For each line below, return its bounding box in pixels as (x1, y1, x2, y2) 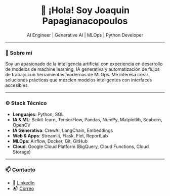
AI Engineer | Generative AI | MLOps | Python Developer (27, 32, 143, 38)
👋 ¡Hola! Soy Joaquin (40, 5, 130, 16)
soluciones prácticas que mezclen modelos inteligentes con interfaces (5, 77, 152, 83)
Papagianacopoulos (42, 15, 128, 27)
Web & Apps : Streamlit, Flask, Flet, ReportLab (12, 132, 108, 138)
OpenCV (12, 122, 31, 128)
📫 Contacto (5, 166, 35, 173)
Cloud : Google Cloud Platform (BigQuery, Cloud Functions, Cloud (12, 143, 149, 150)
